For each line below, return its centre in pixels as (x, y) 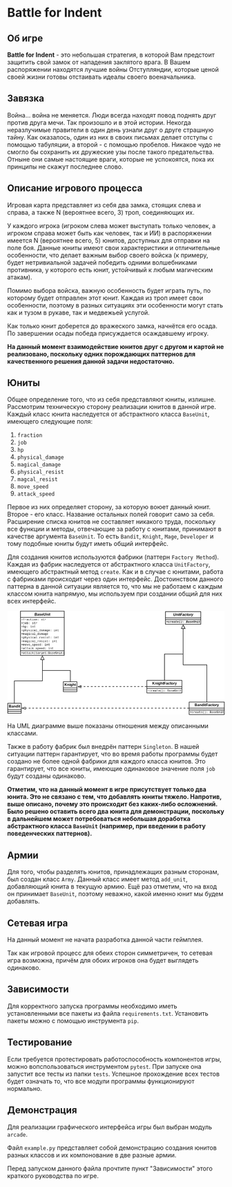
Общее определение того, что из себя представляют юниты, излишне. (112, 399)
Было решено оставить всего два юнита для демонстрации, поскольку (116, 811)
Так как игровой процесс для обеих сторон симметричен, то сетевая (110, 953)
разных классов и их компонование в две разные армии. (92, 1155)
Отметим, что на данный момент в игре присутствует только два (107, 790)
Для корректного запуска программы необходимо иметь (92, 1006)
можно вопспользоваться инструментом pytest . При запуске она (104, 1066)
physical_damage (40, 457)
